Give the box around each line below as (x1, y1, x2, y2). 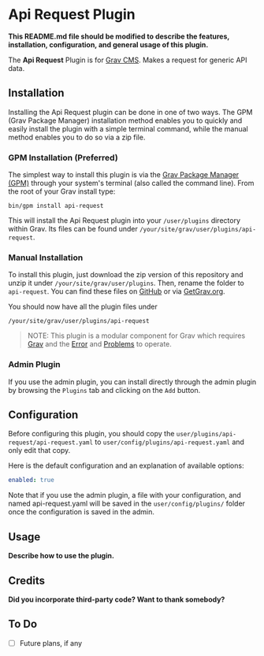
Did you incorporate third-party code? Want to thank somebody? (8, 595, 225, 604)
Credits (8, 573, 46, 587)
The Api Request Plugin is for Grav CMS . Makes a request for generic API (8, 55, 247, 65)
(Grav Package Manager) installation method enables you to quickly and (8, 116, 243, 125)
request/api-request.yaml (8, 439, 93, 447)
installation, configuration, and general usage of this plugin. (8, 39, 209, 49)
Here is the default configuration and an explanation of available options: (8, 461, 244, 470)
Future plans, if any (19, 638, 83, 647)
